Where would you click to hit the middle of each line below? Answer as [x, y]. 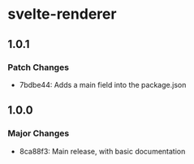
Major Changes [39, 133]
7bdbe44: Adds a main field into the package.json [103, 84]
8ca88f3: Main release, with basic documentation [102, 151]
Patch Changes [39, 67]
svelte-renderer [62, 14]
